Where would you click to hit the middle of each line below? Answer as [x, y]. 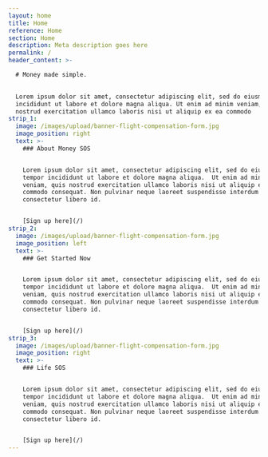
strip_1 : [23, 119]
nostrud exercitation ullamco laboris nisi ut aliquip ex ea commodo [133, 111]
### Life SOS [44, 368]
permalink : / [30, 53]
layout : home [30, 16]
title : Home [28, 23]
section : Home [32, 38]
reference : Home [35, 30]
